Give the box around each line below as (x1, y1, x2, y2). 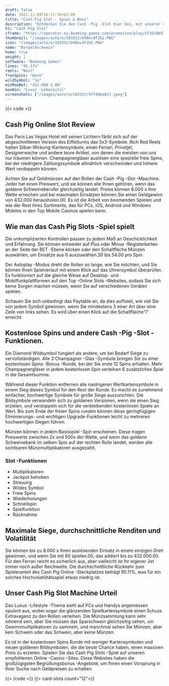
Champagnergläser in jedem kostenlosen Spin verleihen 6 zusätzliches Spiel (5, 366, 163, 372)
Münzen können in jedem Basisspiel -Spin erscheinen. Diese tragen (5, 428, 145, 434)
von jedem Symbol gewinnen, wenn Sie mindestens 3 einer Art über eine (5, 304, 156, 309)
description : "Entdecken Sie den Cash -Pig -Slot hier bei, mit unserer (5, 21, 161, 27)
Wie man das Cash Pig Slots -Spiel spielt (5, 222, 135, 231)
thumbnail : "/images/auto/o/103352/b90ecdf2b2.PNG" (5, 36, 116, 41)
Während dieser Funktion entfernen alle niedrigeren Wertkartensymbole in (5, 381, 159, 387)
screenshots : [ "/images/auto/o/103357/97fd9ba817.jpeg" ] (5, 92, 127, 97)
